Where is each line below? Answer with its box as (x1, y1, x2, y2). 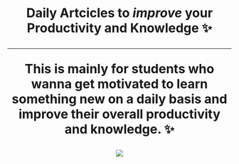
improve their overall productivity (18, 106, 221, 122)
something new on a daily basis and (11, 91, 228, 107)
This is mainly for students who (24, 61, 215, 77)
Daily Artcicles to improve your (26, 5, 213, 21)
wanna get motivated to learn (31, 76, 208, 92)
